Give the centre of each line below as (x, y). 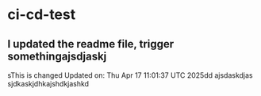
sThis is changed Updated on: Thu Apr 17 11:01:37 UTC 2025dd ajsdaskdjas (130, 75)
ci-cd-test (42, 15)
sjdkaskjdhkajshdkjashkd (48, 84)
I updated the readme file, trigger (91, 44)
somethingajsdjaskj (57, 56)
